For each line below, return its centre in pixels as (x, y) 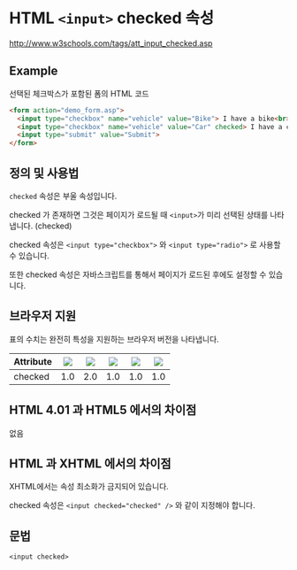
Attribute (33, 361)
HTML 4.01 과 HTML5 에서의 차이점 (103, 410)
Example (34, 71)
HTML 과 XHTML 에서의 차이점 (90, 463)
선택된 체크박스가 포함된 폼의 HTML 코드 (79, 93)
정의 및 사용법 (44, 173)
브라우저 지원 (43, 316)
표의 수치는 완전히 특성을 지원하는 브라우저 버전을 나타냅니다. (114, 339)
